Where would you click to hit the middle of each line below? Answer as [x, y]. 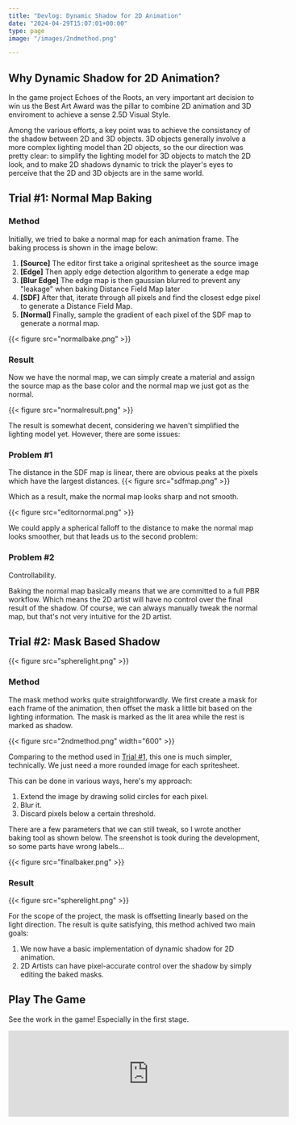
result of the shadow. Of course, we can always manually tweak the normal [133, 608]
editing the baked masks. [62, 975]
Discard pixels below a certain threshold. [88, 813]
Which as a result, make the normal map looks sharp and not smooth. [124, 497]
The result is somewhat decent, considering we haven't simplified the [124, 426]
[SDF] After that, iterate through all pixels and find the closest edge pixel [140, 297]
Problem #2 [31, 557]
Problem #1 [31, 455]
